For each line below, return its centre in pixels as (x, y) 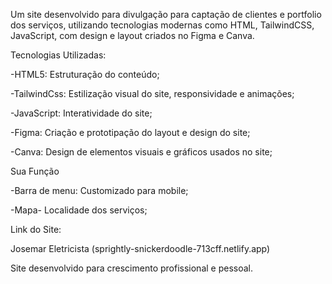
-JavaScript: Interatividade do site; (81, 113)
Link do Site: (36, 229)
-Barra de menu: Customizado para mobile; (99, 190)
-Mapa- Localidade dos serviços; (79, 210)
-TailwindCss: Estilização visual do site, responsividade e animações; (152, 93)
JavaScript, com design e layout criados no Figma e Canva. (132, 35)
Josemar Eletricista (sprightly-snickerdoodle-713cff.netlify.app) (140, 248)
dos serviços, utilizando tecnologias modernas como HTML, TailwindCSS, (162, 25)
